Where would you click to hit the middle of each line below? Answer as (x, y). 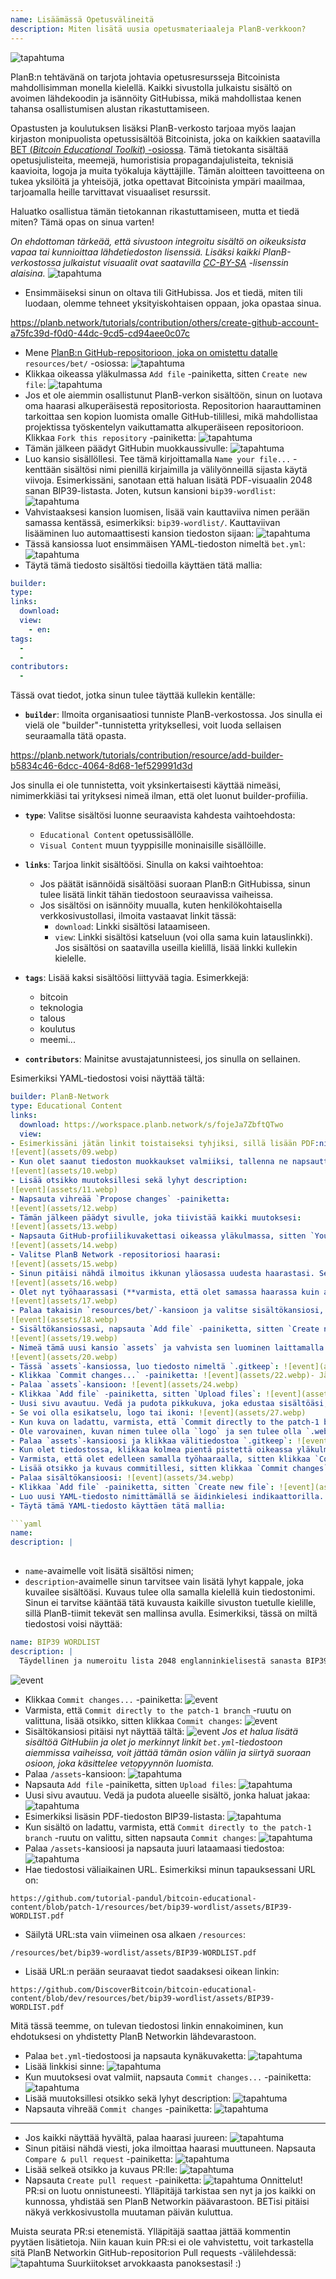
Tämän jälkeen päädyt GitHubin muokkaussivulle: (126, 448)
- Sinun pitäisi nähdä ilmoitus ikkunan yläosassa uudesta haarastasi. (162, 1273)
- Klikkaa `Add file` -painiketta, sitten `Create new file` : (142, 1487)
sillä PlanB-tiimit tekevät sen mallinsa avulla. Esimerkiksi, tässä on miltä (171, 1613)
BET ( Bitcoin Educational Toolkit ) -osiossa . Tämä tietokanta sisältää (149, 149)
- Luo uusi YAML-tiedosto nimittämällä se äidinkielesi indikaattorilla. (167, 1496)
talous (52, 1018)
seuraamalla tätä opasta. (75, 736)
